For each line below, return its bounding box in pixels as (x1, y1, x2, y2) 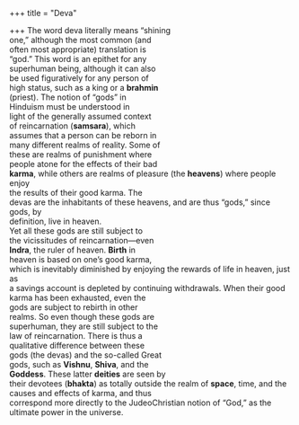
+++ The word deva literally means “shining (9, 25, 171, 35)
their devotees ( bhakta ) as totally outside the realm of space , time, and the (9, 378, 287, 389)
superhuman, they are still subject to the (9, 321, 159, 332)
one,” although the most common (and (9, 35, 152, 45)
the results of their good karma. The (9, 188, 143, 198)
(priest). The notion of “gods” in (9, 92, 128, 102)
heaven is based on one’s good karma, (9, 254, 153, 264)
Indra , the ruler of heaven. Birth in (9, 244, 136, 255)
